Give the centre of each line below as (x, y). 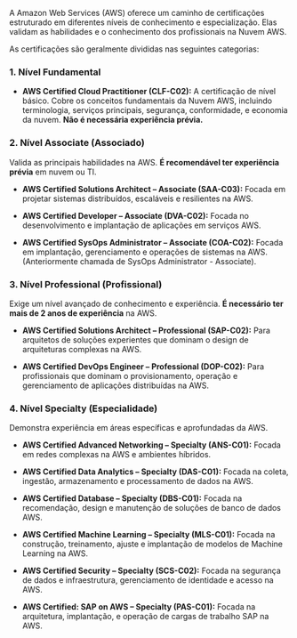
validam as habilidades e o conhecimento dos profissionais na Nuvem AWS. (148, 32)
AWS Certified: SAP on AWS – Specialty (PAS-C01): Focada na (139, 607)
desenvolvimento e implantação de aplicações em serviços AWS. (141, 225)
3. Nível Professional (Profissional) (86, 284)
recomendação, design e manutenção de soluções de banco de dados (152, 508)
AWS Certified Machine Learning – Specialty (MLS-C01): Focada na (148, 535)
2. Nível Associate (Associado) (77, 143)
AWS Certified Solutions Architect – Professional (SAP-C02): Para (146, 330)
